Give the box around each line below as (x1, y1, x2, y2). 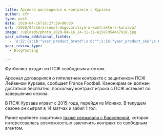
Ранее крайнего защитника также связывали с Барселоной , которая (5, 115, 149, 120)
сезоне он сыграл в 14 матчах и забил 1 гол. (5, 105, 97, 111)
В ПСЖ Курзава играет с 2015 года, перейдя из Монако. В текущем (5, 100, 146, 106)
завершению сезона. (5, 91, 49, 96)
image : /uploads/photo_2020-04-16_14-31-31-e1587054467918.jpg (5, 30, 137, 35)
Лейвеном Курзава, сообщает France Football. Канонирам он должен (5, 80, 150, 86)
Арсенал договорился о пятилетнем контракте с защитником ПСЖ (5, 75, 145, 81)
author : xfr (5, 12, 29, 17)
